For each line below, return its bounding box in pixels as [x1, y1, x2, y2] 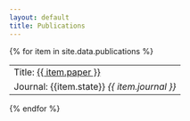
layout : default [9, 12, 70, 22]
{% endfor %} [9, 103, 61, 114]
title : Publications [9, 21, 87, 30]
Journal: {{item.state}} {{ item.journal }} [13, 80, 177, 93]
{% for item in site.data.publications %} [9, 45, 154, 56]
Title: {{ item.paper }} [13, 66, 101, 78]
